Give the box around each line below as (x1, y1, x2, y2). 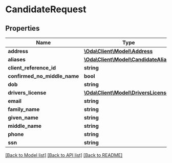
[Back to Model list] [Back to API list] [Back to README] (5, 152, 123, 158)
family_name (8, 106, 40, 113)
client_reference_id (8, 64, 56, 71)
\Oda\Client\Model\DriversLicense (83, 89, 170, 96)
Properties (5, 24, 40, 33)
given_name (8, 114, 38, 121)
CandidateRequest (5, 4, 87, 15)
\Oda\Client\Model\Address (83, 48, 153, 55)
